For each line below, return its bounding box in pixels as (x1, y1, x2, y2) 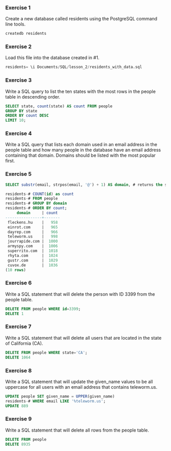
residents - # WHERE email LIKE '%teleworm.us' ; (5, 398, 106, 403)
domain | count (16, 210, 58, 216)
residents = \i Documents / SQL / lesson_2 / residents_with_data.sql (5, 64, 142, 70)
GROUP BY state (5, 108, 38, 113)
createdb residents (5, 31, 47, 36)
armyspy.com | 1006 (7, 244, 58, 249)
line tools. (5, 21, 26, 27)
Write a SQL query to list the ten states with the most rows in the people (5, 88, 156, 94)
